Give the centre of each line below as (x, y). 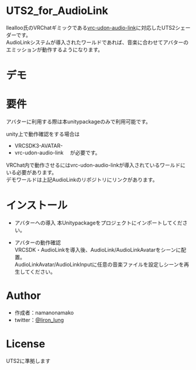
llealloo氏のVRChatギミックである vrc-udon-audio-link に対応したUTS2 (91, 27)
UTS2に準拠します (28, 361)
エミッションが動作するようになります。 (55, 49)
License (26, 344)
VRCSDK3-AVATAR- (39, 146)
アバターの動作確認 (38, 243)
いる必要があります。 (32, 172)
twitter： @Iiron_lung (39, 320)
